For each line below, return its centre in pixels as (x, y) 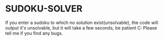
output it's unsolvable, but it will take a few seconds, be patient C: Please (81, 27)
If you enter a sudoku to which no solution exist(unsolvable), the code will (82, 22)
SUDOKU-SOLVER (44, 9)
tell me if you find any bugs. (34, 33)
